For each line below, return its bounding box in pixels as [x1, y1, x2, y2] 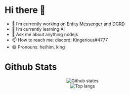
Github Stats [4, 61, 57, 73]
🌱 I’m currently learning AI [11, 26, 65, 32]
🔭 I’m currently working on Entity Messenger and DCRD [11, 21, 125, 27]
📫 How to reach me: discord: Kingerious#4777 [11, 37, 108, 43]
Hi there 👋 [4, 4, 45, 16]
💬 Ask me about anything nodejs [11, 31, 78, 37]
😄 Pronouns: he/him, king [11, 44, 65, 50]
